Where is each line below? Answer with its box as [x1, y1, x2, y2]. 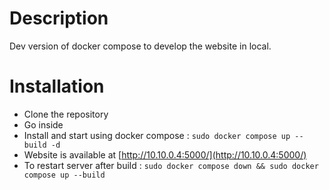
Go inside [23, 118, 64, 131]
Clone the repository [23, 108, 109, 120]
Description [9, 7, 109, 30]
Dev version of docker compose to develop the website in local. [9, 40, 272, 52]
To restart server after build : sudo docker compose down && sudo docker [23, 159, 319, 171]
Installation [9, 75, 105, 98]
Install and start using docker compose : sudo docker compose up [23, 129, 291, 141]
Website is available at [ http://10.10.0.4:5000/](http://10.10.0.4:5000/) [23, 148, 307, 161]
